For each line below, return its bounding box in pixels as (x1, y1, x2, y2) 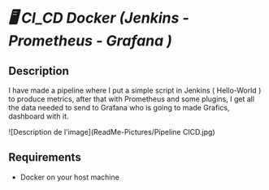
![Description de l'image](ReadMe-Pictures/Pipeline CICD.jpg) (8, 127, 215, 136)
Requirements (8, 150, 81, 165)
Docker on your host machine (20, 172, 119, 182)
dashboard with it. (8, 111, 69, 121)
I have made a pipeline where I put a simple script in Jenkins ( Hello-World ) (8, 85, 262, 95)
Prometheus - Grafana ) (8, 32, 173, 50)
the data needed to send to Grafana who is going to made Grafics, (8, 103, 230, 112)
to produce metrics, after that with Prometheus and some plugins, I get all (8, 94, 254, 104)
